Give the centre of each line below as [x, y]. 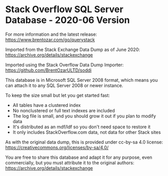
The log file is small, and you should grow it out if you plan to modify [84, 116]
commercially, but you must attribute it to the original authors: [70, 163]
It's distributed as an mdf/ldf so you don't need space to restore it [81, 127]
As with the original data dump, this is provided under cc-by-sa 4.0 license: [84, 142]
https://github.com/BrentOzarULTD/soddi [48, 70]
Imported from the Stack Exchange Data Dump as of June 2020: [73, 49]
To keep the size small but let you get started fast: [58, 95]
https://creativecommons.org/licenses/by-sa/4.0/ [57, 147]
